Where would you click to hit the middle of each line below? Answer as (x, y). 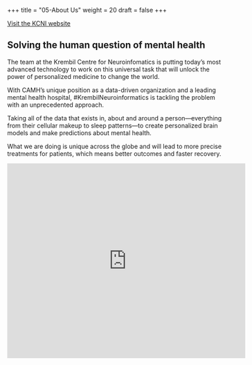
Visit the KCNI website (39, 23)
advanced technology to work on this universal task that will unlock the (108, 69)
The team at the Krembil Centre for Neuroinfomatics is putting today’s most (114, 62)
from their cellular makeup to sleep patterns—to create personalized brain (112, 125)
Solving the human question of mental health (106, 45)
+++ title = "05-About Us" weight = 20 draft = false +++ (87, 10)
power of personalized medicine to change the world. (83, 76)
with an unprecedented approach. (56, 105)
